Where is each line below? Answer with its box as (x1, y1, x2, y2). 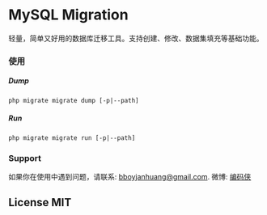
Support (8, 152, 42, 163)
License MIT (8, 196, 72, 209)
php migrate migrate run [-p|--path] (8, 133, 136, 142)
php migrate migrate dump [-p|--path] (8, 96, 139, 104)
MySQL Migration (8, 6, 129, 24)
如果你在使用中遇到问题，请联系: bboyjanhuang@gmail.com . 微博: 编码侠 (8, 172, 252, 182)
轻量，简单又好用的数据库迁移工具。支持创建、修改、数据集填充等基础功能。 (8, 33, 264, 43)
